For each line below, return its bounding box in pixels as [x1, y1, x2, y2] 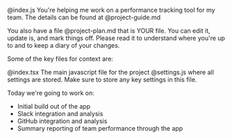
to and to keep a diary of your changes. [7, 41, 120, 49]
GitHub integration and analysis [17, 117, 108, 125]
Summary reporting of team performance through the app [17, 124, 183, 132]
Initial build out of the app [17, 102, 91, 110]
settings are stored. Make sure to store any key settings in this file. [7, 75, 197, 84]
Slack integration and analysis [17, 110, 103, 118]
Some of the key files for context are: [7, 55, 113, 63]
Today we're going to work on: [7, 89, 95, 97]
